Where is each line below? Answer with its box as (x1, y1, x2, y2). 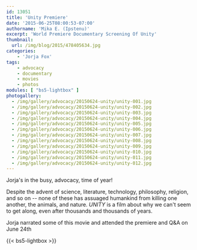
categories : (6, 48, 36, 54)
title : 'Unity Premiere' (6, 14, 68, 20)
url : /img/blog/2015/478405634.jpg (11, 43, 101, 49)
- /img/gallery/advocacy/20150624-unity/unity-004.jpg (11, 115, 152, 121)
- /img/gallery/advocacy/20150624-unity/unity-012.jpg (11, 160, 152, 166)
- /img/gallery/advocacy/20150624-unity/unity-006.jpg (11, 127, 152, 133)
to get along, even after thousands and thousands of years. (6, 207, 153, 214)
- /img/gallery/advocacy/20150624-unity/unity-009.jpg (11, 143, 152, 149)
